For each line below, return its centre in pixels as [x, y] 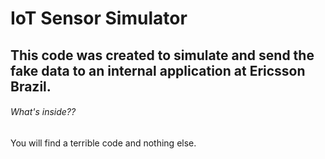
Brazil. [31, 86]
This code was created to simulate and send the [162, 55]
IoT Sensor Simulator [99, 18]
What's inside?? [43, 112]
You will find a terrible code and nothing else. [103, 143]
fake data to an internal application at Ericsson [158, 70]
